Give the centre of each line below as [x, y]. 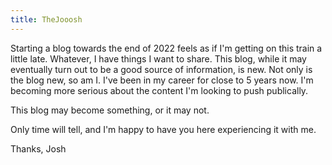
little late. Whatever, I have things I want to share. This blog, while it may [158, 58]
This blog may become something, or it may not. [110, 110]
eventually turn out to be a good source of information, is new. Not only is [161, 69]
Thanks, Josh [38, 148]
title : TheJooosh [46, 19]
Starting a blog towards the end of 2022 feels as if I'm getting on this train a [166, 48]
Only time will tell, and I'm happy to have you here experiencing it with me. [163, 129]
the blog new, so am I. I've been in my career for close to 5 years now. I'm [162, 80]
